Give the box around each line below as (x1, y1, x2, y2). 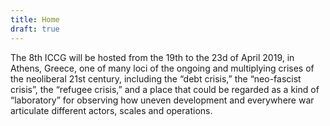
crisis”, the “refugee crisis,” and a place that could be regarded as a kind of (10, 83, 320, 95)
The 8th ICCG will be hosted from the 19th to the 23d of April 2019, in (10, 51, 295, 63)
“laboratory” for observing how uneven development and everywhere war (10, 94, 315, 106)
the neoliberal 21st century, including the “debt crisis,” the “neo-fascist (10, 72, 302, 85)
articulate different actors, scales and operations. (10, 104, 213, 116)
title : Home (10, 14, 60, 25)
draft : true (10, 24, 60, 34)
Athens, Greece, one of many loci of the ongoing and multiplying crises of (10, 62, 315, 74)
